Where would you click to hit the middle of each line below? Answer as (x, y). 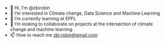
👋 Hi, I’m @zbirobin (30, 8)
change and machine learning (41, 29)
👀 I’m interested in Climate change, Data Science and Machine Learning (85, 13)
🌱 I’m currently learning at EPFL (43, 18)
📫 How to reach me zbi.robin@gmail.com (54, 35)
